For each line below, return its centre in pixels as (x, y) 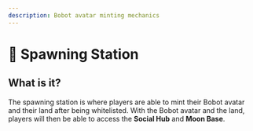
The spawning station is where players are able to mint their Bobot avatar (126, 102)
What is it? (35, 83)
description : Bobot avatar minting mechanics (84, 15)
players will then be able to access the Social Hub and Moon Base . (117, 118)
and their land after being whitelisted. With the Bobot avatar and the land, (126, 110)
